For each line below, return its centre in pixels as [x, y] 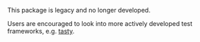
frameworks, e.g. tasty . [41, 31]
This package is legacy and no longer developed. [79, 10]
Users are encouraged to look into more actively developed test [100, 23]
